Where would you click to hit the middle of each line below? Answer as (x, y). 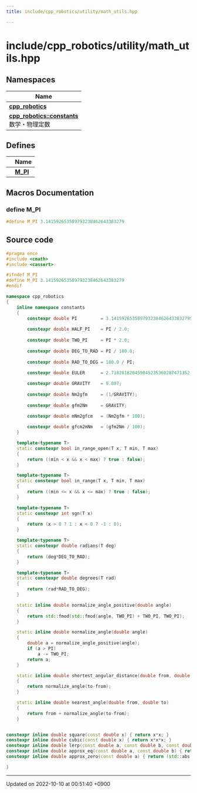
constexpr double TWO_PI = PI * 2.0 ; (79, 340)
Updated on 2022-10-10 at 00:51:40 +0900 (58, 784)
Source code (30, 240)
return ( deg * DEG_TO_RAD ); (59, 557)
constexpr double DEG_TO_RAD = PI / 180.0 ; (81, 351)
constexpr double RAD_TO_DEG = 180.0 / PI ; (81, 362)
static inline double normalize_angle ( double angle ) (82, 632)
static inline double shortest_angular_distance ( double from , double (103, 676)
